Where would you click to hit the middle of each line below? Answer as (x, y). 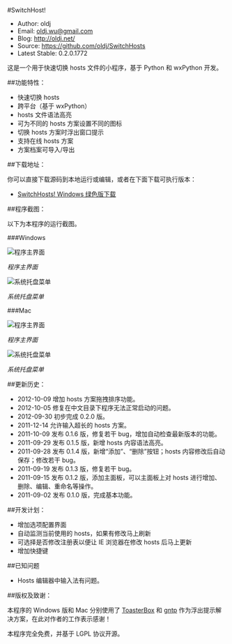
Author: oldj (34, 23)
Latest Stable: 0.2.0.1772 (53, 53)
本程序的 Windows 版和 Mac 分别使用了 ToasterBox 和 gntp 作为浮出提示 (111, 610)
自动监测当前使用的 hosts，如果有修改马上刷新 (84, 533)
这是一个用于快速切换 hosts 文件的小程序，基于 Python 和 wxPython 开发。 (115, 68)
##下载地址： (26, 164)
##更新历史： (26, 384)
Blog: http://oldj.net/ (46, 38)
